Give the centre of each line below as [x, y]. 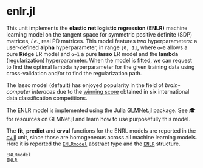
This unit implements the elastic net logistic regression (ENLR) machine [97, 28]
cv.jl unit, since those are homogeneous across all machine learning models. [102, 137]
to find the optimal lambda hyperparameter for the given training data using [101, 67]
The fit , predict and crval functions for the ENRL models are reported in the [101, 131]
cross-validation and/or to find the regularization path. [74, 73]
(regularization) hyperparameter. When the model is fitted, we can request [99, 60]
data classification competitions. [47, 98]
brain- [173, 85]
